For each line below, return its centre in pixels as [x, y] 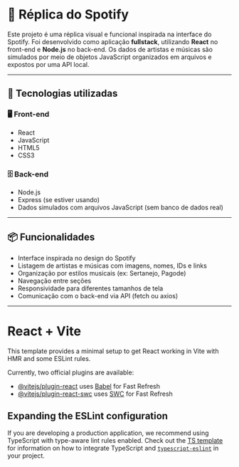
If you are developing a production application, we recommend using [108, 433]
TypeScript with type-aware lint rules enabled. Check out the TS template [115, 441]
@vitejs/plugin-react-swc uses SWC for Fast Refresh [95, 394]
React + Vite [44, 331]
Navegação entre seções [54, 280]
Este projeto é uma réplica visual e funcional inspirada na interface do [110, 34]
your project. [26, 456]
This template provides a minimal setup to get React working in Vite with [113, 351]
